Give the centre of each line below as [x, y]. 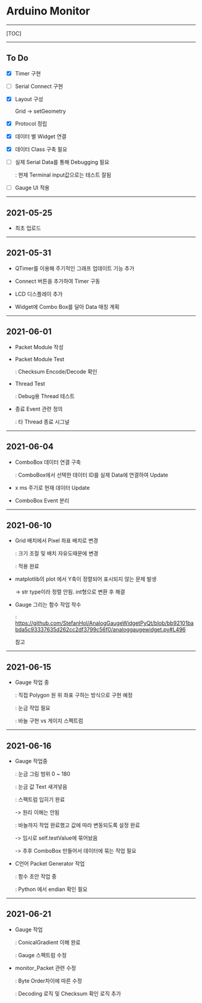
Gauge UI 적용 [32, 188]
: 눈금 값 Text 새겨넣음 [41, 786]
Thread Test [30, 384]
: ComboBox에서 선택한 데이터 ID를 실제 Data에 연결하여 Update [91, 475]
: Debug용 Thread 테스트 [45, 396]
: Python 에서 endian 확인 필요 [51, 889]
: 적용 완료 [27, 566]
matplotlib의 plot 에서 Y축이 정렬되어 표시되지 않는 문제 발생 [86, 579]
